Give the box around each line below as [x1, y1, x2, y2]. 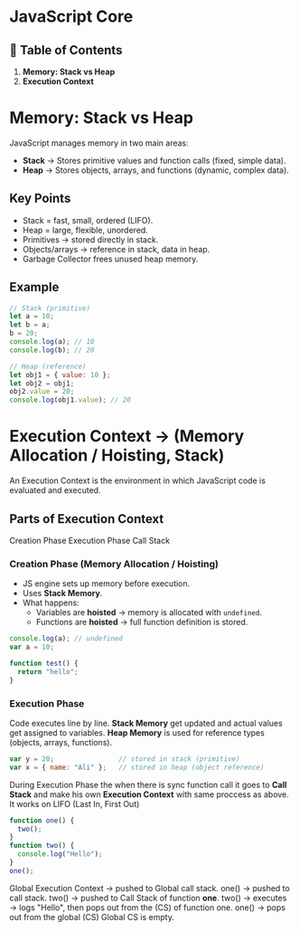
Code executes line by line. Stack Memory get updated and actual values [9, 717, 283, 728]
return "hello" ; [17, 667, 79, 676]
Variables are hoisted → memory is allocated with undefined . [35, 607, 263, 618]
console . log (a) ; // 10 [9, 337, 95, 347]
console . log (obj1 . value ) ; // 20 [9, 395, 131, 404]
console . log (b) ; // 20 [9, 346, 95, 355]
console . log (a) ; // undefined [9, 634, 124, 643]
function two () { [9, 841, 75, 850]
